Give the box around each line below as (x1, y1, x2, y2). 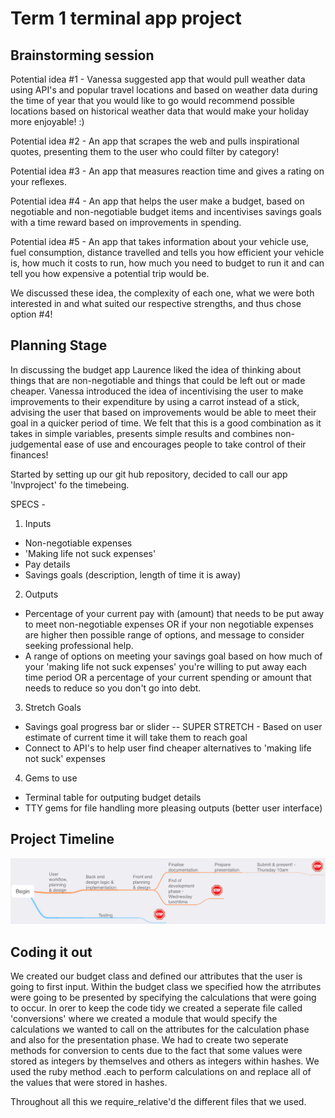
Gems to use (24, 772, 78, 784)
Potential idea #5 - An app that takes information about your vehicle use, (10, 236, 310, 247)
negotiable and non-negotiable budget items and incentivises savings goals (10, 206, 323, 217)
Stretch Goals (24, 701, 82, 713)
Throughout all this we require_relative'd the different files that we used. (10, 1096, 307, 1108)
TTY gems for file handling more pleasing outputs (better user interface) (24, 802, 323, 814)
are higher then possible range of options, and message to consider (24, 628, 305, 641)
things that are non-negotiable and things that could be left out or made (10, 374, 306, 386)
